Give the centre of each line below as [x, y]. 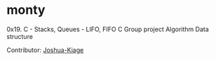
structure [20, 36]
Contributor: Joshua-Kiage [45, 50]
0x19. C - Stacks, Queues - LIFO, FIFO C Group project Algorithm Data [108, 29]
